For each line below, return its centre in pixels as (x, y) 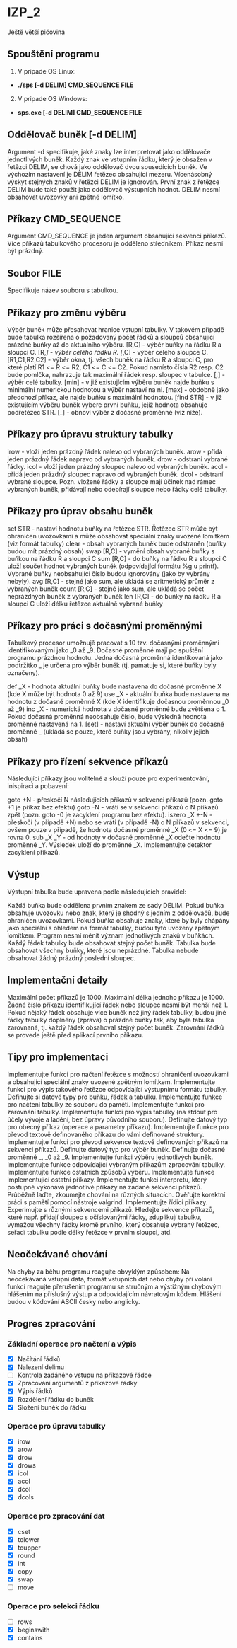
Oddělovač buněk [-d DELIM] (72, 135)
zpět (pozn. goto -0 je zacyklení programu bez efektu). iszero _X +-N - (110, 815)
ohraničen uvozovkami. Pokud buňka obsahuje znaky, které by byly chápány (119, 921)
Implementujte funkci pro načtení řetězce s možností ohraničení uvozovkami (118, 1074)
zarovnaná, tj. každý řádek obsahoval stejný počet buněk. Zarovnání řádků (116, 1027)
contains (30, 1637)
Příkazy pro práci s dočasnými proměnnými (105, 626)
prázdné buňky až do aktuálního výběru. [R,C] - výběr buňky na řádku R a (115, 345)
